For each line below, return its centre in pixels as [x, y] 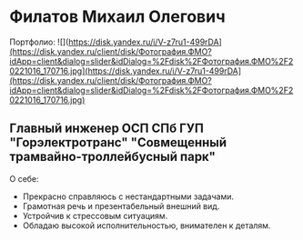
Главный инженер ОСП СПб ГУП [107, 129]
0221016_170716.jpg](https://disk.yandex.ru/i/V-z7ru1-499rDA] [126, 71]
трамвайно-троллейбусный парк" [113, 157]
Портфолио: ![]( [39, 42]
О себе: [24, 178]
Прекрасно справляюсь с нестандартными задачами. [128, 196]
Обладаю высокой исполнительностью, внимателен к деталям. [146, 225]
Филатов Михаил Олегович [117, 17]
